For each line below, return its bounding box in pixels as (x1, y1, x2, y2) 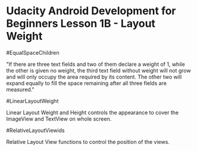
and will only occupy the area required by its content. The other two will (6, 73, 182, 80)
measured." (6, 86, 35, 93)
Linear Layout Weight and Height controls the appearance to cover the (6, 109, 179, 116)
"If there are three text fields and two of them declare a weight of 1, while (6, 61, 186, 68)
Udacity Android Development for (6, 4, 176, 18)
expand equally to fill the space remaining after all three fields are (6, 79, 167, 87)
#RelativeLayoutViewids (6, 127, 65, 134)
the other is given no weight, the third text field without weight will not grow (6, 67, 192, 74)
